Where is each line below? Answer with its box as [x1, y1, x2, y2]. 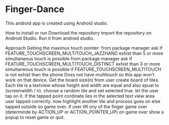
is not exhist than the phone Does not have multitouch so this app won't [5, 71, 155, 77]
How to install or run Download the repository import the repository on [5, 30, 152, 36]
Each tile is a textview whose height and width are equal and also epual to [5, 82, 159, 88]
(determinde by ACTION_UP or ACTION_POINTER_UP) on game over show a [5, 109, 164, 115]
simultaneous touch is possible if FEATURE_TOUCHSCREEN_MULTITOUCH [5, 66, 161, 72]
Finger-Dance [5, 4, 65, 15]
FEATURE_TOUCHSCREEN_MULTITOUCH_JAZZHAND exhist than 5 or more [5, 50, 163, 56]
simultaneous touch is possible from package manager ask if [5, 55, 133, 61]
